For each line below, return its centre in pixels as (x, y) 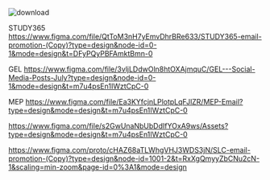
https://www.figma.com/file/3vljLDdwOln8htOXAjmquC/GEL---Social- (139, 69)
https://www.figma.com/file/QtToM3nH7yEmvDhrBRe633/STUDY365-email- (135, 37)
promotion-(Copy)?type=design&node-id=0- (83, 45)
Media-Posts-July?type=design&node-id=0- (82, 78)
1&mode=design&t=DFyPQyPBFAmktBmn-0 (81, 53)
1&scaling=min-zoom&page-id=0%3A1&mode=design (98, 167)
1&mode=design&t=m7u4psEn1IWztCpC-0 (79, 86)
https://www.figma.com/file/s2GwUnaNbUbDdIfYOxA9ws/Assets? (118, 126)
